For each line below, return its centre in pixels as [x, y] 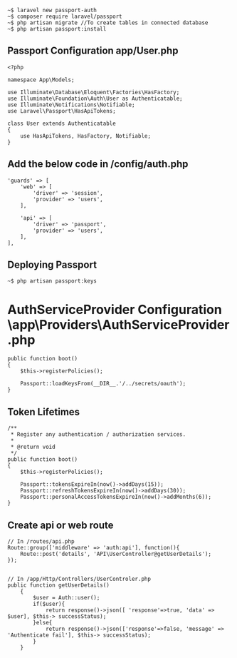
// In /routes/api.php [41, 542]
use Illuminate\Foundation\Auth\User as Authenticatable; [95, 98]
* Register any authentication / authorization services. [98, 435]
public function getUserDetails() [59, 585]
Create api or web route [60, 525]
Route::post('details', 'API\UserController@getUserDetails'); [116, 554]
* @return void [33, 447]
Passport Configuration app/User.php [93, 51]
